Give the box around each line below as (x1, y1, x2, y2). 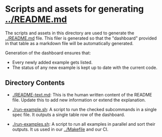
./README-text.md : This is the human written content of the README (12, 91, 153, 97)
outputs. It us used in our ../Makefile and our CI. (12, 126, 109, 132)
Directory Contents (5, 79, 65, 87)
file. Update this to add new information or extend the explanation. (12, 97, 146, 103)
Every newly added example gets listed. (12, 59, 93, 65)
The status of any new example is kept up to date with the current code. (12, 65, 158, 70)
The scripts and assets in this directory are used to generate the (5, 30, 135, 36)
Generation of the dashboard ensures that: (5, 50, 91, 56)
